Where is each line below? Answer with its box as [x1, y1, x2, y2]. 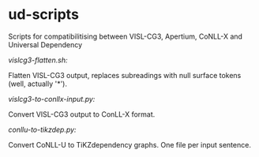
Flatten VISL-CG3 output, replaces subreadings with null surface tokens [8, 70, 242, 80]
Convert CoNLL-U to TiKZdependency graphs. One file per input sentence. [8, 140, 251, 149]
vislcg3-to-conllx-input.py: [8, 94, 96, 103]
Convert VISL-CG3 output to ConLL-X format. [8, 109, 156, 119]
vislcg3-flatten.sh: [8, 55, 69, 65]
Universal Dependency [8, 39, 83, 49]
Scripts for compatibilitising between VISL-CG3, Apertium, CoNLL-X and [8, 32, 243, 41]
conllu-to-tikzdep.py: [8, 125, 77, 134]
